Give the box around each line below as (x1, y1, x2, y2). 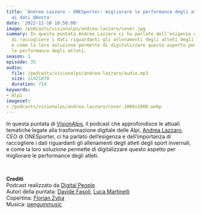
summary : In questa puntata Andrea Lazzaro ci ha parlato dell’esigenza (6, 31, 191, 37)
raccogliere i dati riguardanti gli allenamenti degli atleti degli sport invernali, (6, 139, 191, 146)
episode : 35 (6, 59, 36, 65)
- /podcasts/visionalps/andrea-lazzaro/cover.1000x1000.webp (6, 103, 162, 110)
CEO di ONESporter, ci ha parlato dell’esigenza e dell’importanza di (6, 132, 172, 140)
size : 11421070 (11, 76, 50, 82)
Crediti (6, 175, 24, 182)
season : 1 (6, 53, 31, 59)
